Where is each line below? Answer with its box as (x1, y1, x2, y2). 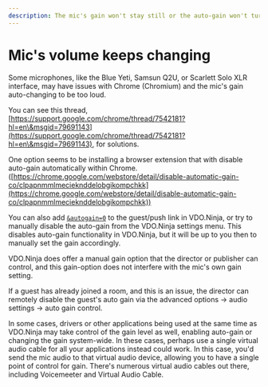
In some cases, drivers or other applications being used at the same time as (8, 318, 258, 328)
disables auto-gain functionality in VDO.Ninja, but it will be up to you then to (8, 229, 258, 239)
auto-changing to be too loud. (8, 90, 106, 99)
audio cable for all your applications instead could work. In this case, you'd (8, 344, 254, 353)
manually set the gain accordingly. (8, 237, 121, 248)
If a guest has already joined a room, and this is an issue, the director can (8, 285, 249, 296)
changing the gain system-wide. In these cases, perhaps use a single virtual (8, 335, 258, 345)
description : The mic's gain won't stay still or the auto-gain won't (8, 11, 248, 20)
